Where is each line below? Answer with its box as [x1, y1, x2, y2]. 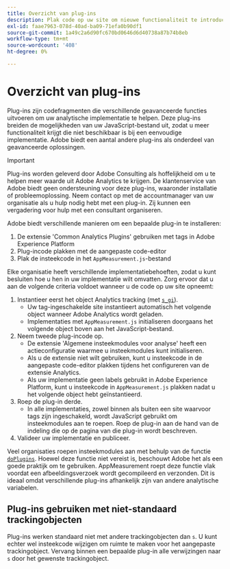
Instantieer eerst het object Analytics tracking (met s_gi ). [16, 295, 179, 304]
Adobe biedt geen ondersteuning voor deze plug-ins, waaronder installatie [7, 184, 218, 192]
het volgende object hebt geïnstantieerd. [27, 390, 142, 398]
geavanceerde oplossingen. [7, 143, 86, 151]
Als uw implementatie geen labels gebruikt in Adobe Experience [27, 375, 208, 384]
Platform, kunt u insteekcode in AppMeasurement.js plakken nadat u [27, 383, 216, 391]
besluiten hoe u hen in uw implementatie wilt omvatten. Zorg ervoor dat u [7, 275, 214, 283]
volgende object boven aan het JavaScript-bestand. [27, 324, 175, 332]
